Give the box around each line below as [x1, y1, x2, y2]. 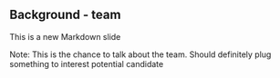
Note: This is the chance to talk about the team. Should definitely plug [9, 49, 272, 60]
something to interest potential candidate [9, 58, 164, 69]
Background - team [9, 7, 121, 23]
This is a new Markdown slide [9, 31, 121, 42]
